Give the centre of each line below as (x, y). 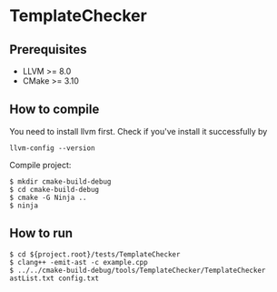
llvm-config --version (52, 148)
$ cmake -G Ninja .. (49, 197)
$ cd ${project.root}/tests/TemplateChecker (95, 254)
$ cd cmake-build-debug (54, 189)
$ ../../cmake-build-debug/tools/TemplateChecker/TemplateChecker (138, 270)
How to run (41, 233)
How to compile (54, 110)
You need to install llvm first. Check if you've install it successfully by (138, 131)
